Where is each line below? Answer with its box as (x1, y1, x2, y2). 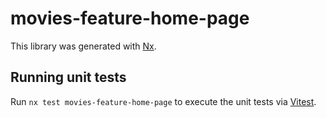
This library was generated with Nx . (10, 40, 157, 52)
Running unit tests (10, 69, 127, 86)
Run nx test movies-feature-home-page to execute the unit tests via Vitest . (10, 95, 317, 107)
